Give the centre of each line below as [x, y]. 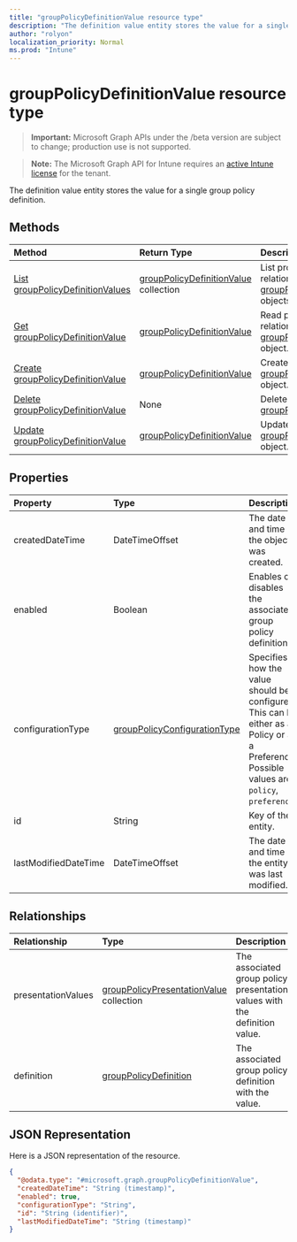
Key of [262, 815]
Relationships [48, 916]
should [263, 690]
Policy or [267, 734]
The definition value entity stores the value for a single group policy [132, 190]
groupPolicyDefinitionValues [72, 289]
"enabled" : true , [49, 1196]
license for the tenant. [71, 173]
